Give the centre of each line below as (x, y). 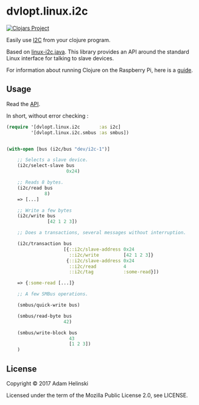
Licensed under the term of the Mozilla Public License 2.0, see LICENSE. (97, 395)
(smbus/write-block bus (47, 333)
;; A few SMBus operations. (53, 294)
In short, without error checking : (47, 116)
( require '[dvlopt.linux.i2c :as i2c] (64, 127)
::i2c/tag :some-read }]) (114, 272)
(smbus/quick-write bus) (49, 305)
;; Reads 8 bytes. (40, 182)
